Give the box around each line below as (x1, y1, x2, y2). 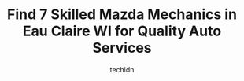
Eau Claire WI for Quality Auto (22, 22, 222, 40)
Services (91, 39, 153, 57)
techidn (109, 64, 135, 74)
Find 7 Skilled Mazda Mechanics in (6, 6, 238, 24)
